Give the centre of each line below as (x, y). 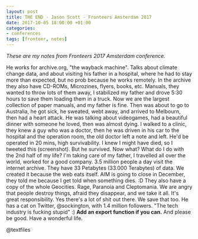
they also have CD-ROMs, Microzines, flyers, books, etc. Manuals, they (93, 86)
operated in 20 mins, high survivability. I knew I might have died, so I (90, 143)
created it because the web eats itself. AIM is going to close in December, (96, 174)
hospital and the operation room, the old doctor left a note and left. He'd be (98, 136)
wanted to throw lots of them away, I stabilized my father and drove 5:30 (94, 93)
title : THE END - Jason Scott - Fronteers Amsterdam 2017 (79, 17)
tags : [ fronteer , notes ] (37, 39)
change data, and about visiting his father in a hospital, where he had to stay (99, 74)
